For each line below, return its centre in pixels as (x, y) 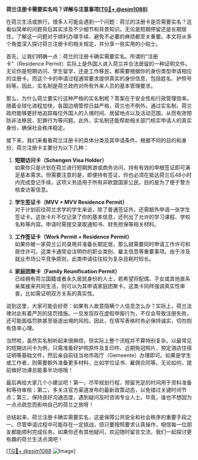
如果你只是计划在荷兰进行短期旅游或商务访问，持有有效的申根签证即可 (100, 168)
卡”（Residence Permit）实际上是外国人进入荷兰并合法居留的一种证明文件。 (98, 64)
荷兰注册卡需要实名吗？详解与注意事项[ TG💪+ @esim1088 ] (77, 9)
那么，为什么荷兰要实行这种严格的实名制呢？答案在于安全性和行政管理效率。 (99, 98)
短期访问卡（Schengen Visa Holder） (61, 160)
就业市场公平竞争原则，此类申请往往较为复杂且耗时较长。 (84, 259)
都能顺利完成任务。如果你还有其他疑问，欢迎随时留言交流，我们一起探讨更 (101, 432)
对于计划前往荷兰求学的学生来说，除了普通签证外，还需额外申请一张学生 (102, 209)
